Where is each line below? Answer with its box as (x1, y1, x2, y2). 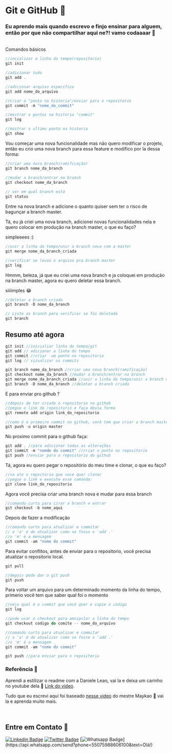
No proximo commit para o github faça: (5, 434, 88, 440)
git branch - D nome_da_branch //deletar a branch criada (5, 381, 130, 387)
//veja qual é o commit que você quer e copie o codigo (5, 602, 127, 607)
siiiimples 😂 (5, 287, 32, 293)
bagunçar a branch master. (5, 209, 62, 215)
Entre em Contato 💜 (5, 723, 69, 732)
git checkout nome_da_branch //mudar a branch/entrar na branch (5, 372, 145, 377)
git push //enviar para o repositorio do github (5, 453, 111, 458)
